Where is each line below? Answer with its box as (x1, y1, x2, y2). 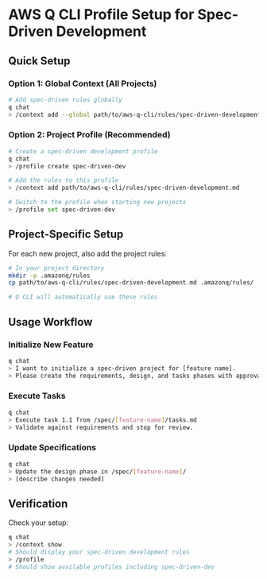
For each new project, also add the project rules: (8, 249, 167, 258)
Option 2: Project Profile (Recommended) (8, 129, 171, 141)
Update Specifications (8, 442, 97, 454)
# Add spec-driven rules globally (8, 95, 123, 104)
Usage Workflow (8, 315, 93, 329)
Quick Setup (8, 54, 71, 68)
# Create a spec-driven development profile (8, 147, 158, 156)
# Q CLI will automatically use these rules (8, 293, 158, 301)
